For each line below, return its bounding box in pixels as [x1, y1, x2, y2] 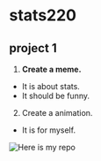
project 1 [9, 41, 57, 56]
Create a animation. [21, 108, 93, 118]
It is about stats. [21, 81, 81, 91]
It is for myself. [21, 125, 76, 135]
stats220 [9, 5, 77, 26]
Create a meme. [21, 64, 82, 74]
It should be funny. [21, 90, 90, 101]
